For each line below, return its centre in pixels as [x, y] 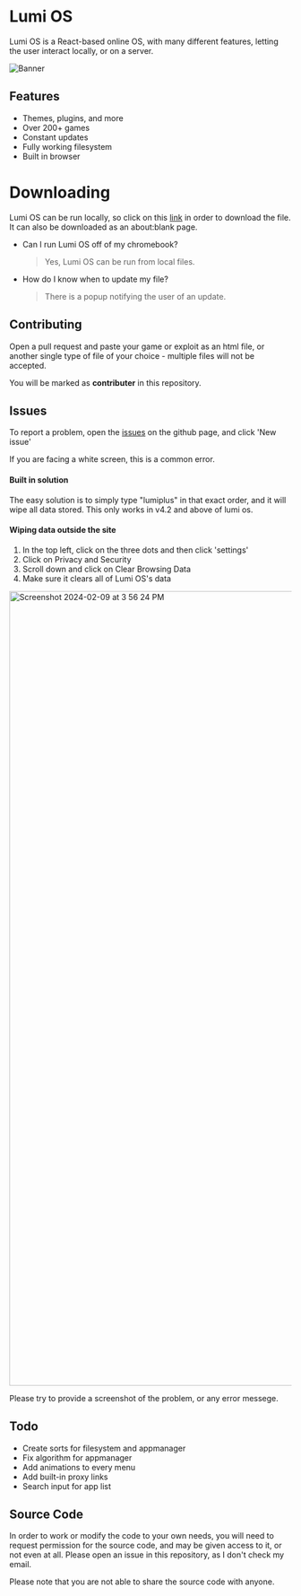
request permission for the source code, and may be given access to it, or [146, 1546]
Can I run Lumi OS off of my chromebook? [100, 244]
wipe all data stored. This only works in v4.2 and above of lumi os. [131, 510]
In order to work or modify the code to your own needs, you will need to [142, 1536]
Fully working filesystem [67, 146]
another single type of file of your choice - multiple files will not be [132, 355]
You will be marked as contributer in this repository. [105, 382]
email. [21, 1565]
